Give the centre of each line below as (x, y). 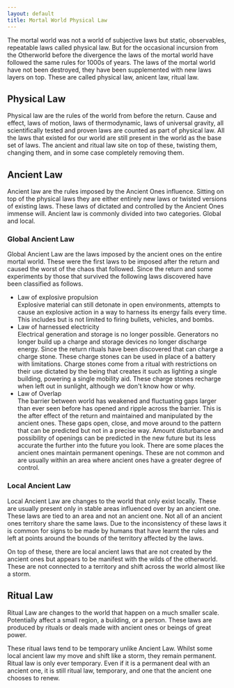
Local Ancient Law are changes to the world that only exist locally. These (112, 501)
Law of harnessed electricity (58, 327)
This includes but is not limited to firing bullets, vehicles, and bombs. (116, 320)
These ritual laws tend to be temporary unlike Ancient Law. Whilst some (110, 648)
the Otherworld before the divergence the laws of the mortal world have (110, 55)
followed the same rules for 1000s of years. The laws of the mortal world (111, 62)
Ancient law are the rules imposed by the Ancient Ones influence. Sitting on (116, 192)
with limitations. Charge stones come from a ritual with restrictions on (117, 364)
